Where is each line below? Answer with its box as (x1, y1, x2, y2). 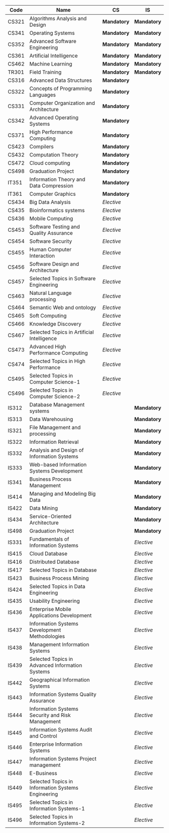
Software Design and (29, 261, 79, 267)
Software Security (29, 238, 72, 244)
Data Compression (29, 182, 74, 189)
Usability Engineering (29, 598, 80, 604)
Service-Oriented (29, 513, 71, 519)
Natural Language (29, 290, 72, 296)
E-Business (29, 770, 57, 776)
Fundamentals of (29, 536, 69, 542)
